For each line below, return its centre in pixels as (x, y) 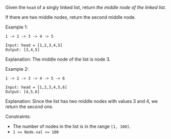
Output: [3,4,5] (22, 50)
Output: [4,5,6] (22, 92)
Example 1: (17, 27)
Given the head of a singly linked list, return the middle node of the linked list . (86, 7)
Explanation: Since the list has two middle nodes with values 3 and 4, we (82, 101)
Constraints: (18, 116)
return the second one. (29, 107)
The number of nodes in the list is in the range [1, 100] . (72, 126)
